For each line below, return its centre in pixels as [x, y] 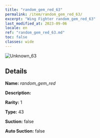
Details [16, 71]
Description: [18, 93]
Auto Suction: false [25, 131]
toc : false [16, 37]
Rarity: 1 [14, 102]
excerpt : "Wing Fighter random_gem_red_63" [50, 19]
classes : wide [20, 42]
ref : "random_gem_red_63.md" [35, 33]
